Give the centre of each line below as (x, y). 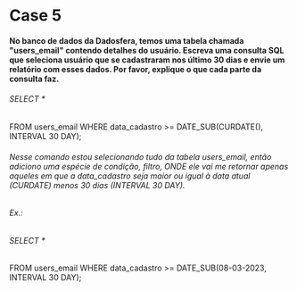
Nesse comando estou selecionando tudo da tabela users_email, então (140, 156)
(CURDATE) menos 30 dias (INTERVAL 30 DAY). (97, 185)
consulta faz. (34, 79)
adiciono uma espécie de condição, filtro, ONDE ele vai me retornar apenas (149, 166)
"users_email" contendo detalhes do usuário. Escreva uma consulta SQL (147, 50)
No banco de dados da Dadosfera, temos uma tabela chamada (127, 40)
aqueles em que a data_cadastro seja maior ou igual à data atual (130, 176)
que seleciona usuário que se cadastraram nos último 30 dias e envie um (147, 60)
